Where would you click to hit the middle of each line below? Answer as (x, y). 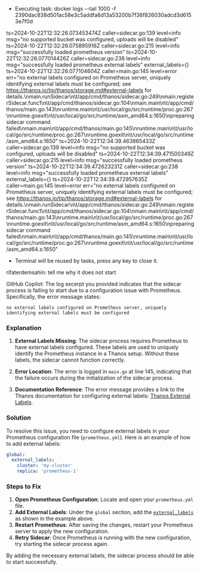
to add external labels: (33, 444)
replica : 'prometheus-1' (48, 471)
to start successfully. (32, 562)
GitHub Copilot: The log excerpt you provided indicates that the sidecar (94, 284)
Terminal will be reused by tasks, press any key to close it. (86, 261)
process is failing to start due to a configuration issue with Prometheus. (94, 290)
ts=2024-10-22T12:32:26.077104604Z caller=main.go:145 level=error (92, 71)
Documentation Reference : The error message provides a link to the (99, 390)
